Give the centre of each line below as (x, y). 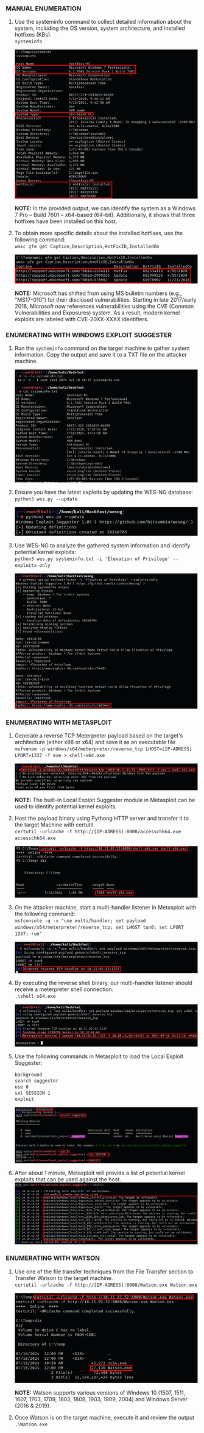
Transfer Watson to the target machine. (64, 1278)
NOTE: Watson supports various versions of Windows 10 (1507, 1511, (100, 1392)
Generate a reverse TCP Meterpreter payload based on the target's (99, 736)
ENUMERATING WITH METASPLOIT (59, 722)
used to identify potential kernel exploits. (65, 806)
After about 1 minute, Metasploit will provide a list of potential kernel (100, 1173)
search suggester (37, 1081)
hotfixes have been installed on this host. (66, 221)
